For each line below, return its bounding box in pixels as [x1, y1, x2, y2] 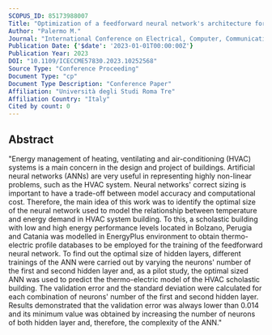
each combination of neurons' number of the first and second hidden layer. [8, 291, 259, 301]
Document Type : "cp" [8, 72, 79, 80]
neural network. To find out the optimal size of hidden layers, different [8, 248, 241, 258]
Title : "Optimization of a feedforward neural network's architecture [8, 19, 252, 28]
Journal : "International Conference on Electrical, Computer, [8, 34, 223, 43]
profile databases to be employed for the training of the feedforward [35, 240, 263, 250]
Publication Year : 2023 [8, 49, 89, 58]
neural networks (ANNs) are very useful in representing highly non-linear [8, 171, 253, 181]
